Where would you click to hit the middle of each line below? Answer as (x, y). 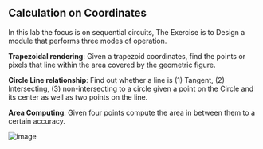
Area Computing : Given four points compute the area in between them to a (132, 112)
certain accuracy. (37, 121)
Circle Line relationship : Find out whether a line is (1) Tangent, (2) (116, 80)
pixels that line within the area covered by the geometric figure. (112, 65)
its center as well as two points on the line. (78, 97)
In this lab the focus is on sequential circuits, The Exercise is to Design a (127, 32)
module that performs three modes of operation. (88, 41)
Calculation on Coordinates (78, 13)
